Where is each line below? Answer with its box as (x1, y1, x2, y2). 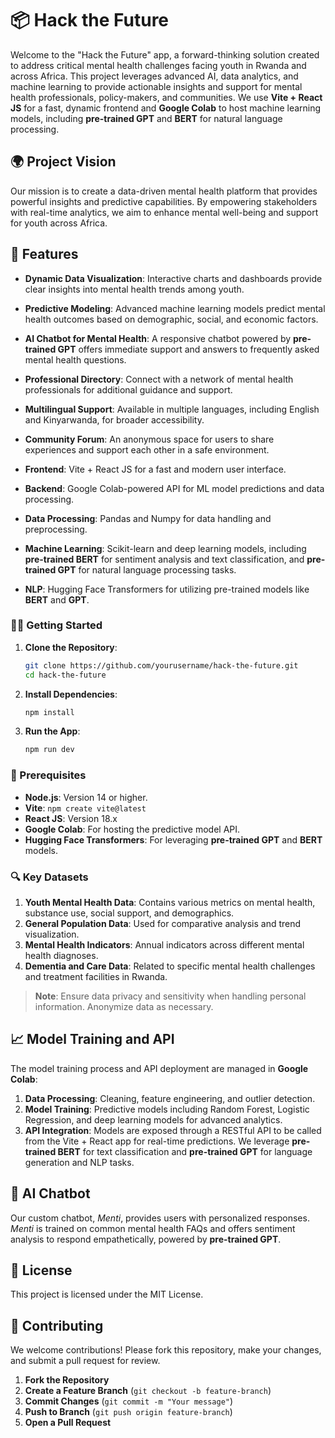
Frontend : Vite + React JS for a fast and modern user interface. (24, 463, 287, 475)
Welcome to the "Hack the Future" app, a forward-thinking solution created (10, 48, 320, 61)
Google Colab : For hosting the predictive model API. (24, 823, 241, 835)
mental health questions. (24, 353, 127, 366)
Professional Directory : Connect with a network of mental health (24, 373, 294, 385)
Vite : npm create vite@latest (24, 802, 147, 814)
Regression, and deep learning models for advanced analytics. (24, 1113, 283, 1126)
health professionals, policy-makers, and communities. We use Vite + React (10, 91, 323, 103)
